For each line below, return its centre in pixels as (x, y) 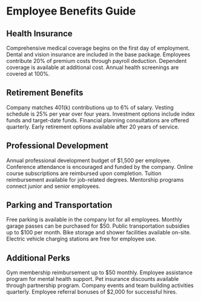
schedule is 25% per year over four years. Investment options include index (100, 114)
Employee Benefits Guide (71, 11)
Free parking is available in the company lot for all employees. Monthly (94, 220)
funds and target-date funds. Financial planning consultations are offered (98, 120)
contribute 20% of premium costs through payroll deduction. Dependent (97, 61)
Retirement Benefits (45, 93)
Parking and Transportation (59, 205)
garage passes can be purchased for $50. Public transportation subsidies (98, 226)
